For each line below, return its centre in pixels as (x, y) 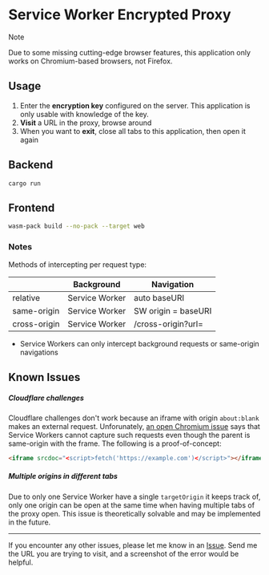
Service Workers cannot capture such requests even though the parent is (129, 435)
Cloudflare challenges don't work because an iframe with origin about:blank (134, 418)
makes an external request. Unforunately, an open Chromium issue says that (134, 426)
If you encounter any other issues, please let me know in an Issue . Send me (133, 545)
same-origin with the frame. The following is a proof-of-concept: (115, 443)
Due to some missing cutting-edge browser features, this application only (129, 52)
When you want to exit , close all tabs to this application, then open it (132, 131)
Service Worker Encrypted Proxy (120, 15)
